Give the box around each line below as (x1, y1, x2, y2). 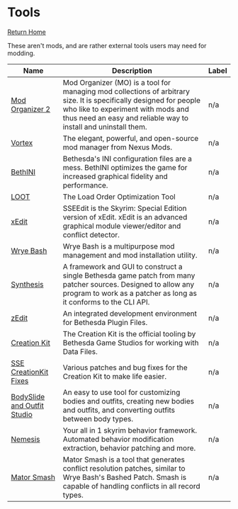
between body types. (62, 413, 133, 423)
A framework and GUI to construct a (62, 261, 183, 271)
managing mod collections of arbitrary (62, 86, 190, 96)
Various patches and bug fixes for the (62, 362, 188, 372)
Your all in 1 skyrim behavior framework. (62, 425, 197, 435)
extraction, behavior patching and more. (62, 443, 196, 453)
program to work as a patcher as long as (62, 288, 197, 298)
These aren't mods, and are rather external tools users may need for (7, 41, 207, 50)
